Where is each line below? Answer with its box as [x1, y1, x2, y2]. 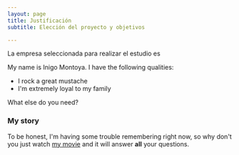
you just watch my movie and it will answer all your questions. [7, 139, 190, 148]
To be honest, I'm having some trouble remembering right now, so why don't [7, 132, 232, 141]
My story [7, 116, 39, 126]
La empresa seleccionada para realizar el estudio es [7, 49, 161, 58]
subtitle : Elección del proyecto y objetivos [7, 23, 145, 31]
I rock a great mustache [17, 77, 88, 85]
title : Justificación [7, 17, 72, 24]
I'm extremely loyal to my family [17, 85, 112, 93]
